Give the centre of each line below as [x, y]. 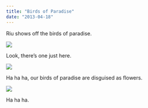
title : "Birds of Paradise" [40, 11]
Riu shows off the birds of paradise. [49, 33]
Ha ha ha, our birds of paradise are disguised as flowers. [74, 78]
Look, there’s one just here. [39, 55]
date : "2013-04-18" [30, 17]
